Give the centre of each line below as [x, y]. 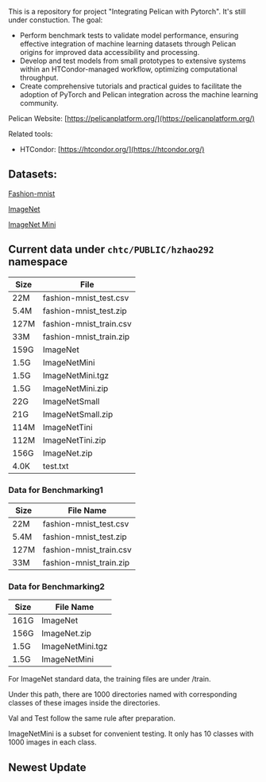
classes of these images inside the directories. [84, 703]
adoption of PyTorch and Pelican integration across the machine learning [139, 94]
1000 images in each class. [52, 742]
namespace [38, 262]
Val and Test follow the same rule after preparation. [92, 718]
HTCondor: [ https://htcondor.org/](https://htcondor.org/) [112, 149]
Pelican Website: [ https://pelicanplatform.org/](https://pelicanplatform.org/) [132, 118]
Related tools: [31, 134]
